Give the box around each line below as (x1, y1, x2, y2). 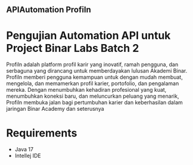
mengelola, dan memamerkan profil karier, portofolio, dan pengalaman (6, 80, 179, 87)
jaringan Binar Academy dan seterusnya (6, 105, 104, 113)
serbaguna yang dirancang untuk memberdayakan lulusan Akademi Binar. (6, 67, 188, 74)
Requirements (6, 126, 77, 139)
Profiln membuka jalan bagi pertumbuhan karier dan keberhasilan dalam (6, 99, 183, 106)
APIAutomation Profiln (6, 5, 91, 15)
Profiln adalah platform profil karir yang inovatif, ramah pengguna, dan (6, 61, 179, 68)
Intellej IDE (14, 152, 41, 160)
